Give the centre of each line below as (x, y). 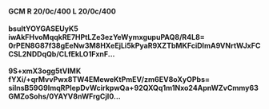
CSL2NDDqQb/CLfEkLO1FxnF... (62, 54)
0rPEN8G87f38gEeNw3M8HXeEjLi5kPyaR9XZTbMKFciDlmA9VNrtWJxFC (134, 46)
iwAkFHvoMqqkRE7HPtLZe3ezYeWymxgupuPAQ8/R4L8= (107, 37)
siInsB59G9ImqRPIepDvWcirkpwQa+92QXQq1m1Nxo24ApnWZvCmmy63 (133, 88)
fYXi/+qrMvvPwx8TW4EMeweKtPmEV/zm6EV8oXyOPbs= (109, 80)
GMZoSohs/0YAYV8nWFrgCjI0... (65, 96)
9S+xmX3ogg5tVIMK (45, 71)
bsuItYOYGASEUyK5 (43, 29)
